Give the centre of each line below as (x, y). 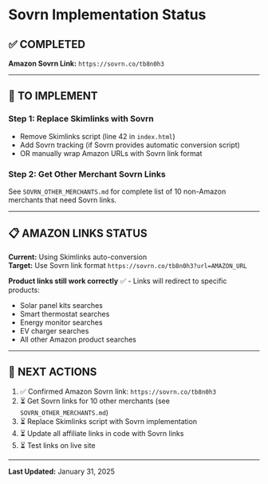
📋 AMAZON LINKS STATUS (78, 234)
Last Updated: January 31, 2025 (62, 471)
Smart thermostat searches (65, 314)
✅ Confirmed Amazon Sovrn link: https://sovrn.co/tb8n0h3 (118, 391)
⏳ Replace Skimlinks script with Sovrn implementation (108, 421)
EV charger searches (54, 330)
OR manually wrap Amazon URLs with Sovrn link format (111, 153)
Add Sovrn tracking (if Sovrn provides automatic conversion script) (130, 145)
